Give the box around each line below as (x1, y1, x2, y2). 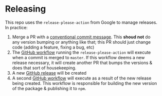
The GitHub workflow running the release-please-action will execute (12, 49, 151, 55)
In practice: (5, 24, 28, 30)
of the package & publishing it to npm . (12, 85, 87, 91)
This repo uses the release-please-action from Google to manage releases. (5, 19, 158, 25)
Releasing (5, 3, 46, 15)
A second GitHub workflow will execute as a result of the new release (12, 75, 152, 81)
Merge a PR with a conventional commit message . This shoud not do (12, 34, 151, 40)
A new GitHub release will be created (12, 70, 87, 76)
